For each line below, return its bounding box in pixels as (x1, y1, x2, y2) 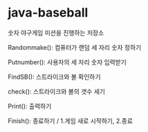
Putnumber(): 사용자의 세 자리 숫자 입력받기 (8, 57, 127, 66)
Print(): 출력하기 (8, 102, 52, 110)
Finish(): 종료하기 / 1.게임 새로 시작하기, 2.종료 (8, 116, 133, 125)
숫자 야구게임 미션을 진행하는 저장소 (8, 28, 104, 37)
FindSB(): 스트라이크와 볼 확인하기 (8, 73, 101, 81)
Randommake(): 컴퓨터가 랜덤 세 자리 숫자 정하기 (8, 43, 142, 51)
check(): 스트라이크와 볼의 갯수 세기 (8, 87, 106, 95)
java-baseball (8, 5, 89, 21)
